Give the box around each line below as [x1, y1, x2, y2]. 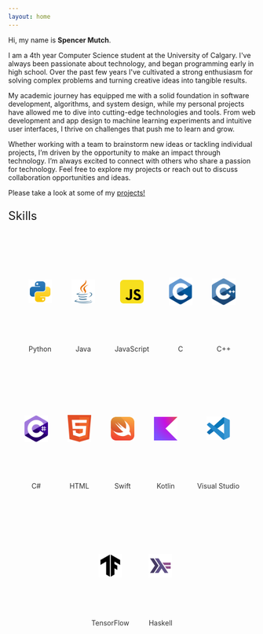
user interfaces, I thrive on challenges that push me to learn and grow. [8, 124, 236, 134]
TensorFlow [91, 618, 130, 628]
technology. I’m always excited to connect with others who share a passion [8, 156, 251, 165]
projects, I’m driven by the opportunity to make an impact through [8, 148, 221, 157]
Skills [8, 208, 38, 223]
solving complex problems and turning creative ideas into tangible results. [8, 75, 247, 85]
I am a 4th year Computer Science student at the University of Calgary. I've [8, 50, 251, 60]
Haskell [148, 618, 173, 628]
